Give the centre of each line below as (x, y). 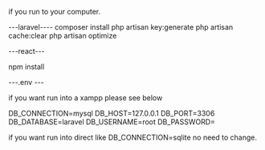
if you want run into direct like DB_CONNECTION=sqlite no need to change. (132, 137)
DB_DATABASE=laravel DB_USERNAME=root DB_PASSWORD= (112, 122)
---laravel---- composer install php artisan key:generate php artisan (121, 27)
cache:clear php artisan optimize (63, 36)
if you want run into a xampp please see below (86, 98)
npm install (26, 67)
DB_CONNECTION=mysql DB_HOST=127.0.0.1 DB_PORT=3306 (112, 113)
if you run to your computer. (55, 12)
